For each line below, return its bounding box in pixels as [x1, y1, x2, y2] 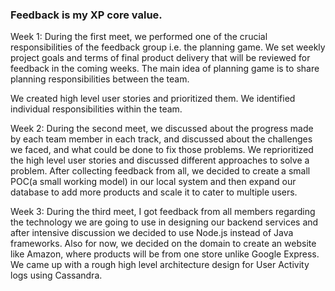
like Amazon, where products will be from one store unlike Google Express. [10, 248, 320, 260]
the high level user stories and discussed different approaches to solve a [10, 154, 310, 167]
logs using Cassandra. [10, 269, 103, 282]
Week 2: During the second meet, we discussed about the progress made [10, 123, 314, 135]
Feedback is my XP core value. [10, 8, 163, 22]
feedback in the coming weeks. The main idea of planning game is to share [10, 63, 320, 75]
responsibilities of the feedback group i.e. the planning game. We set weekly [10, 41, 326, 53]
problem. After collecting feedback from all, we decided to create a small [10, 165, 311, 177]
